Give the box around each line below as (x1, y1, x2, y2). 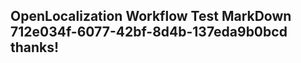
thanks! (10, 39, 60, 56)
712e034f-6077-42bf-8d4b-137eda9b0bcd (10, 24, 288, 41)
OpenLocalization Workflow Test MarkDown (10, 8, 292, 25)
